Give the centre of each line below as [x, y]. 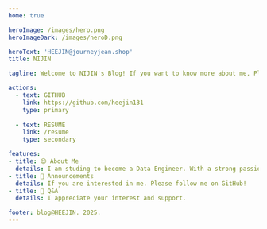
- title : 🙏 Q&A [33, 191]
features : [25, 154]
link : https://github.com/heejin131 [83, 103]
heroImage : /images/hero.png [56, 30]
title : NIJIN [30, 59]
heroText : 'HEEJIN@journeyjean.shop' [71, 52]
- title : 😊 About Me [44, 161]
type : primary [46, 110]
